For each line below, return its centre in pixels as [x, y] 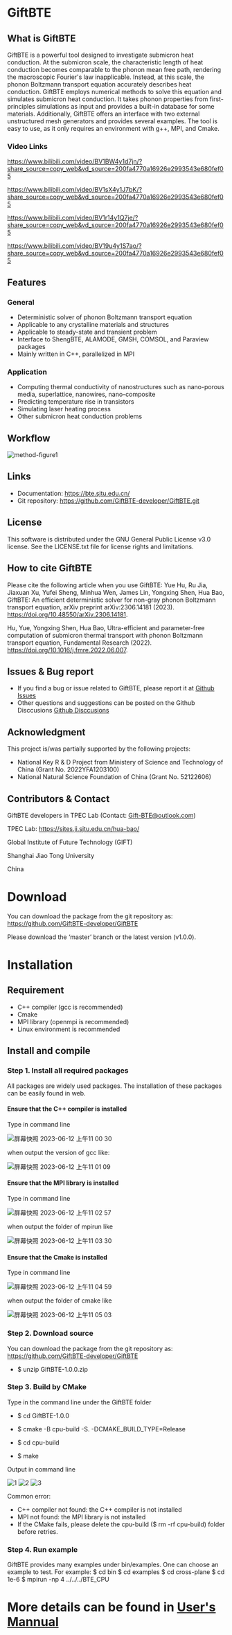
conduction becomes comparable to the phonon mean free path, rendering [114, 70]
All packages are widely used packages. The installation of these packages [115, 1086]
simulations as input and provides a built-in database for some [126, 106]
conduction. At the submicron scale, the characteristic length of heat [105, 62]
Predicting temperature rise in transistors [75, 402]
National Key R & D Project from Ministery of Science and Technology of [120, 762]
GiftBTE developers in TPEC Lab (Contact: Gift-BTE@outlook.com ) [101, 815]
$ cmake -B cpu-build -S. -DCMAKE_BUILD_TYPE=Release [101, 1429]
